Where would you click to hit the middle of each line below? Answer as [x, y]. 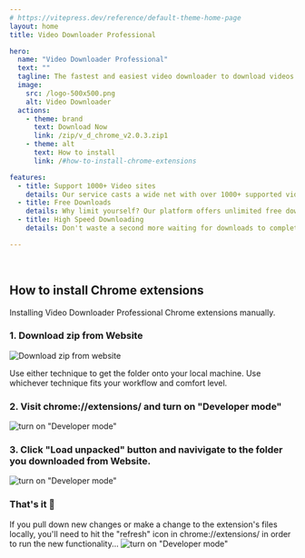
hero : [20, 51]
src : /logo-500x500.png [71, 93]
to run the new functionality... [64, 543]
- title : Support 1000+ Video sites [87, 186]
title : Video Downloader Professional [83, 35]
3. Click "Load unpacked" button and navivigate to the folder [146, 450]
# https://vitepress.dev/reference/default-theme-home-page [126, 18]
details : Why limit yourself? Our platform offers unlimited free [154, 211]
